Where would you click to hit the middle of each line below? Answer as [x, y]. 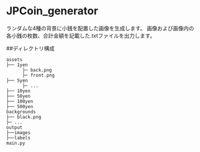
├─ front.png [38, 75]
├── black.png [24, 117]
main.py [16, 143]
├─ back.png [37, 70]
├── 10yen [19, 91]
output [14, 127]
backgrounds [21, 111]
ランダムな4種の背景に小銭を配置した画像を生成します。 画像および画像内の [100, 28]
